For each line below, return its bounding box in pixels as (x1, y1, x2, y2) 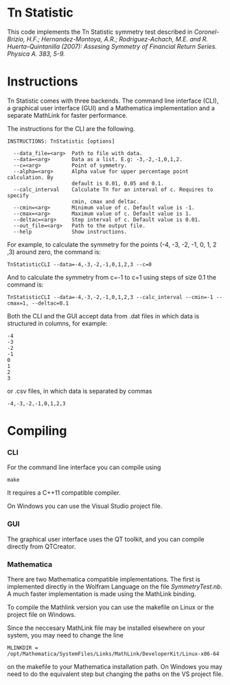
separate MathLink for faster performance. (7, 111, 128, 119)
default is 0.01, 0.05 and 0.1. (71, 180, 165, 187)
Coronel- (194, 28, 220, 36)
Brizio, (7, 34, 25, 43)
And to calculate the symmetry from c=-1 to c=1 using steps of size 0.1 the (7, 273, 216, 281)
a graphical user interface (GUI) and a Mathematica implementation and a (7, 103, 215, 112)
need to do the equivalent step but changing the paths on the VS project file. (7, 670, 224, 678)
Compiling (7, 423, 67, 439)
